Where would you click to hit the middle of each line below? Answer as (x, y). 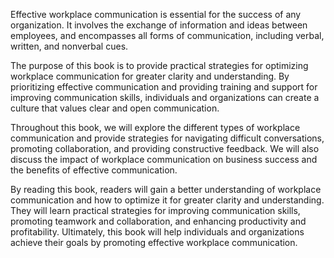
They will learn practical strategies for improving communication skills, (155, 210)
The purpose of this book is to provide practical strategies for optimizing (159, 65)
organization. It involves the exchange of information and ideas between (159, 25)
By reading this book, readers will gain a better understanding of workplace (166, 189)
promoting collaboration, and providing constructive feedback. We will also (165, 148)
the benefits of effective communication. (94, 170)
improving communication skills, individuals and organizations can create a (165, 97)
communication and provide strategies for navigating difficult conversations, (167, 138)
